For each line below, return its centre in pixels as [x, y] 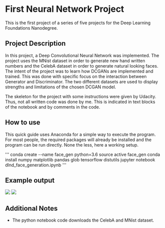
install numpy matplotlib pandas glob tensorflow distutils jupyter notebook [80, 159]
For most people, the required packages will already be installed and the [78, 140]
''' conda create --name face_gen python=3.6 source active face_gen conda [82, 154]
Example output [30, 180]
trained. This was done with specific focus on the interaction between [76, 76]
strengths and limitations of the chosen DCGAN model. [61, 87]
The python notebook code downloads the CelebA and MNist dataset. [83, 220]
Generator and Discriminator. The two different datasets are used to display [82, 81]
